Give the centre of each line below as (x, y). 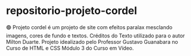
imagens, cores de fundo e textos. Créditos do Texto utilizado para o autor (95, 36)
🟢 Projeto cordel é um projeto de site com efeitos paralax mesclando (89, 27)
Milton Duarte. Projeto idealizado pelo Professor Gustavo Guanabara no (92, 41)
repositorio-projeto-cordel (72, 11)
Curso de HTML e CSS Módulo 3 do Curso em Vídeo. (70, 48)
